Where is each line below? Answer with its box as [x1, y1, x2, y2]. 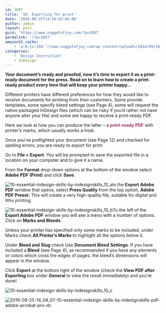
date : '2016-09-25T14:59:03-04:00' [5, 16, 79, 21]
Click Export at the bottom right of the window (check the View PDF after [5, 267, 155, 273]
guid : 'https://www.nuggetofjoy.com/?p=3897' [5, 30, 100, 35]
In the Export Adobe [112, 182, 155, 188]
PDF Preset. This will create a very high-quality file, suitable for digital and [5, 192, 157, 198]
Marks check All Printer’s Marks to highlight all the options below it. [5, 232, 144, 238]
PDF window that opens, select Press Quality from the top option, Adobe [5, 187, 155, 193]
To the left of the [113, 207, 147, 213]
